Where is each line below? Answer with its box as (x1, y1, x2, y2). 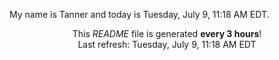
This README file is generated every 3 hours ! (72, 28, 262, 39)
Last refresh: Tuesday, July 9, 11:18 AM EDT (77, 39, 257, 50)
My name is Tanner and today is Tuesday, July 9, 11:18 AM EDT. (9, 9, 270, 20)
